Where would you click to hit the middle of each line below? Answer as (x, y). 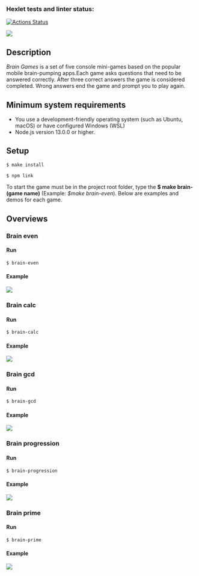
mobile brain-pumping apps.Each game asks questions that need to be (94, 73)
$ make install (25, 165)
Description (29, 52)
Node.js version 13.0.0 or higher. (55, 132)
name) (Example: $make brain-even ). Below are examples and (101, 194)
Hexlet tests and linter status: (50, 9)
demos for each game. (34, 200)
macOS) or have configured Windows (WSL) (70, 126)
